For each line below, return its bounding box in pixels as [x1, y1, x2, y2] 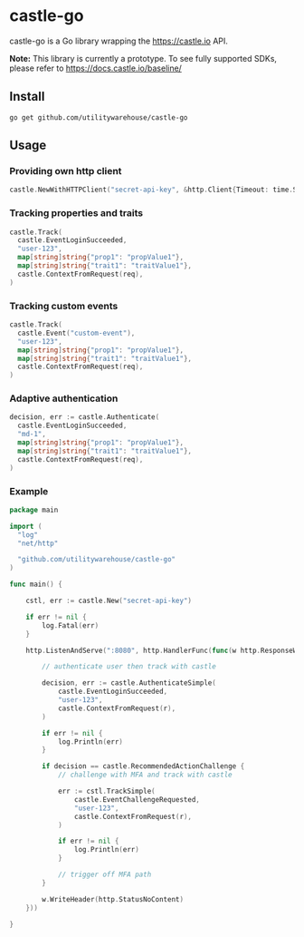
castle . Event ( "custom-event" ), [17, 328, 136, 337]
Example [9, 484, 49, 497]
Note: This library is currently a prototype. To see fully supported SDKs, [9, 53, 278, 63]
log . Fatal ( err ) [42, 620, 100, 630]
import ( [9, 522, 43, 531]
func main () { [9, 580, 63, 590]
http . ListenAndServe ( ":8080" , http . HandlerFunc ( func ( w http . [25, 646, 261, 655]
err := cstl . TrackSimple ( [57, 786, 156, 795]
